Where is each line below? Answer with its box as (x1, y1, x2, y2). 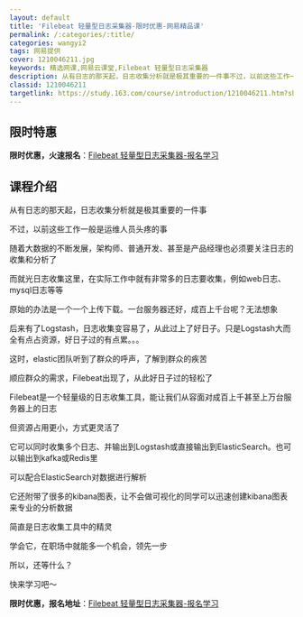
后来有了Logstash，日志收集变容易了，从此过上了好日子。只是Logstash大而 (9, 323, 291, 334)
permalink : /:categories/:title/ (9, 30, 135, 39)
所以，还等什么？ (9, 560, 73, 571)
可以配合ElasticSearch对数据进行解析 (9, 472, 147, 483)
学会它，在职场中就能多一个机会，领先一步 (9, 540, 168, 551)
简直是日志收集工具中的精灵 (9, 521, 113, 532)
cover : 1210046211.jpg (9, 55, 95, 64)
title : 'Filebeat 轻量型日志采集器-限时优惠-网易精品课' (9, 22, 205, 31)
